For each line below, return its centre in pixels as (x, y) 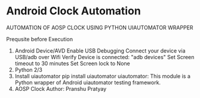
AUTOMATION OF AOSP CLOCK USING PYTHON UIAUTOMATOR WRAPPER (100, 27)
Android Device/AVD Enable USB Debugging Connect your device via (100, 50)
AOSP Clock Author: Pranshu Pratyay (61, 88)
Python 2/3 (29, 69)
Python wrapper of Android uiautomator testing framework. (88, 82)
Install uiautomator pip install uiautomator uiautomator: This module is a (103, 76)
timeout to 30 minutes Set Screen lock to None (72, 63)
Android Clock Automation (74, 11)
